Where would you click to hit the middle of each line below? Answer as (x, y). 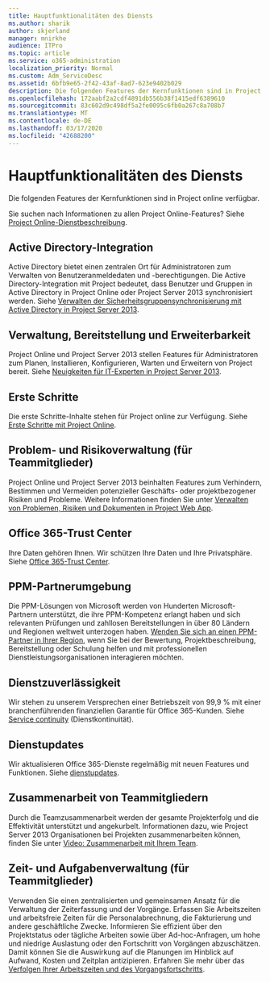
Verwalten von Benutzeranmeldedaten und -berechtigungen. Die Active (127, 276)
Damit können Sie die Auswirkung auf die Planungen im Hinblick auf (121, 951)
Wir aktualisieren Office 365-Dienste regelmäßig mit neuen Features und (129, 764)
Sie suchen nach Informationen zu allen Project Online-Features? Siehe (127, 214)
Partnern (23, 614)
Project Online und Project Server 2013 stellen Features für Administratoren (133, 355)
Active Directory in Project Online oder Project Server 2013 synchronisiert (131, 293)
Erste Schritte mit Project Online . (62, 425)
